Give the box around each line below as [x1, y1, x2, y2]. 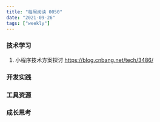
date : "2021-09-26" [6, 15, 56, 21]
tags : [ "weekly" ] [6, 20, 50, 26]
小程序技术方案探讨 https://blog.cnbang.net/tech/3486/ [15, 56, 154, 64]
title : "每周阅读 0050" [6, 8, 62, 15]
